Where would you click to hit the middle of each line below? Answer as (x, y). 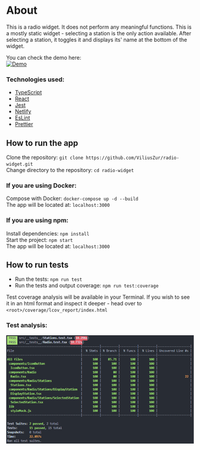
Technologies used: (35, 79)
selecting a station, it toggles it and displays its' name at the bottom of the (97, 39)
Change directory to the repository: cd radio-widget (70, 170)
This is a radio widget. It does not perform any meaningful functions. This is (99, 27)
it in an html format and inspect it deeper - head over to (74, 304)
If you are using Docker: (41, 185)
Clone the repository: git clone (45, 157)
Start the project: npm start (40, 240)
